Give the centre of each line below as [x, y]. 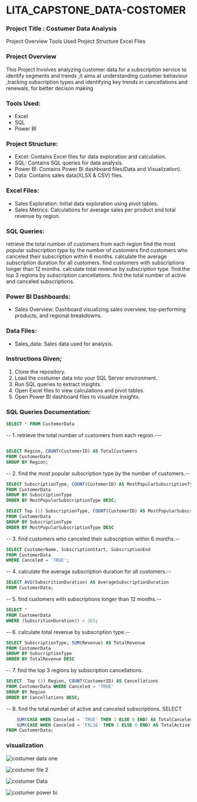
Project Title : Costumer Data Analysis [62, 29]
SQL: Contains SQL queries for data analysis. [69, 163]
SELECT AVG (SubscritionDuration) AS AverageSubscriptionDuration [87, 582]
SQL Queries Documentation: [49, 412]
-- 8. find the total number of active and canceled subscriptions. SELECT [94, 709]
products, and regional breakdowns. [58, 316]
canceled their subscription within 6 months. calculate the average [86, 256]
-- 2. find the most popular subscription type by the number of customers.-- [98, 473]
